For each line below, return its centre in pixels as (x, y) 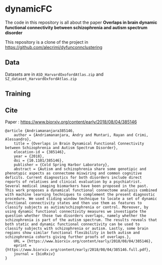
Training (18, 94)
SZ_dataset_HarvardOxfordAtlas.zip (41, 79)
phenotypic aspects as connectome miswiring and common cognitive (73, 173)
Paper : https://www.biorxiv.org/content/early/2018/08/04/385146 (71, 122)
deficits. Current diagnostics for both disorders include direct (73, 177)
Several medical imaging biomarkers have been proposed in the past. (77, 186)
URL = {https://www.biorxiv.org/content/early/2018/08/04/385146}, (83, 241)
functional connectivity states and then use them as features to (73, 203)
